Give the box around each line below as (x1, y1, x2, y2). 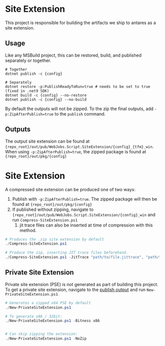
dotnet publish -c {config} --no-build (5, 97, 87, 102)
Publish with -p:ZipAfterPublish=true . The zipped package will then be (12, 196, 157, 202)
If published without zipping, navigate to (12, 206, 94, 212)
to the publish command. (55, 111, 106, 116)
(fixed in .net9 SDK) (5, 88, 50, 93)
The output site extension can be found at (5, 138, 90, 144)
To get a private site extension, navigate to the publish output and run (5, 287, 146, 292)
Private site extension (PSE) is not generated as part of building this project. (5, 281, 159, 287)
